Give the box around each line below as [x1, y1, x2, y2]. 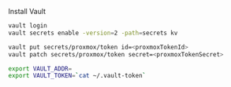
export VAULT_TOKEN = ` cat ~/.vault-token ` [8, 72, 147, 80]
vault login [8, 22, 47, 30]
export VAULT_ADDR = [8, 64, 73, 73]
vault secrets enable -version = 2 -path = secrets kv [8, 29, 178, 37]
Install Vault [8, 7, 46, 16]
